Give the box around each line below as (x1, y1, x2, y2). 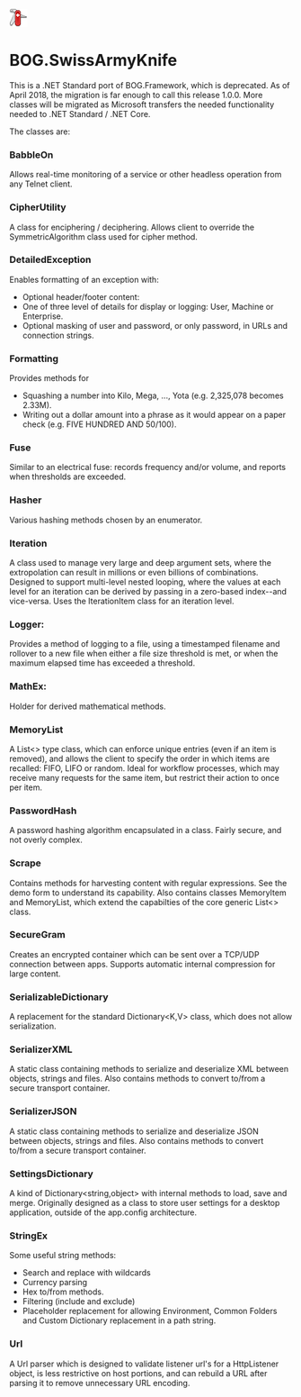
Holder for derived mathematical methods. (9, 701, 166, 712)
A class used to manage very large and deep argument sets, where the (9, 558, 272, 568)
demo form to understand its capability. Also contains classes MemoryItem (9, 887, 287, 898)
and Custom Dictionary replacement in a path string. (22, 1315, 217, 1326)
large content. (9, 968, 61, 979)
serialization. (9, 1021, 57, 1031)
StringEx (9, 1229, 48, 1242)
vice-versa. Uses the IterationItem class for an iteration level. (9, 595, 235, 607)
